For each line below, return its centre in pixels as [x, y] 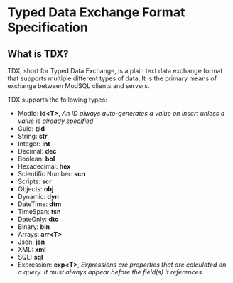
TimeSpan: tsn [39, 212]
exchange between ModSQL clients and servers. [78, 86]
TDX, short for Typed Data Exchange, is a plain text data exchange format [115, 71]
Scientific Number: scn [51, 174]
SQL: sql [30, 257]
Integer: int [34, 144]
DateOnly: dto [38, 219]
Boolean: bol [36, 159]
